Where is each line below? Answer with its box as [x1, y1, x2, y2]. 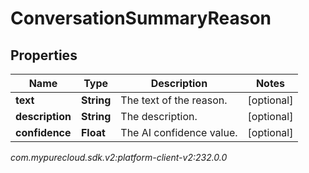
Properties [10, 47, 78, 64]
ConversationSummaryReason [10, 7, 272, 30]
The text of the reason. [120, 93, 228, 107]
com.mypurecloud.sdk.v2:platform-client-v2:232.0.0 [10, 152, 228, 163]
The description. [120, 110, 198, 123]
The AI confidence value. [120, 126, 238, 139]
